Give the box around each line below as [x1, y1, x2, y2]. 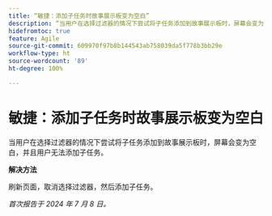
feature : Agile [8, 34, 60, 43]
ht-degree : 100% [8, 65, 63, 73]
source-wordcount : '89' [8, 57, 89, 66]
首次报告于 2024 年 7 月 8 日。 [8, 199, 111, 209]
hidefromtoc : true [8, 27, 70, 35]
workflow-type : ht [8, 49, 70, 57]
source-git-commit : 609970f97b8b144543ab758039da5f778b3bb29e [8, 42, 223, 50]
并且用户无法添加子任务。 [22, 147, 108, 157]
